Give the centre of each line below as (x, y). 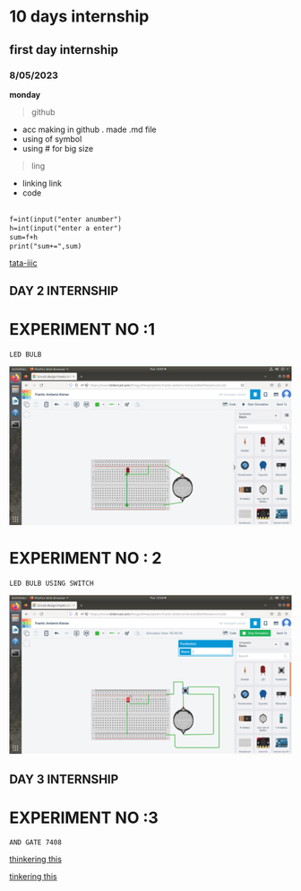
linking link (42, 183)
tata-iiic (23, 263)
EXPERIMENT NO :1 (82, 330)
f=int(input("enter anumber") (66, 219)
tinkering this (34, 877)
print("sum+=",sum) (46, 246)
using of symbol (52, 139)
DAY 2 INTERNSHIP (64, 291)
